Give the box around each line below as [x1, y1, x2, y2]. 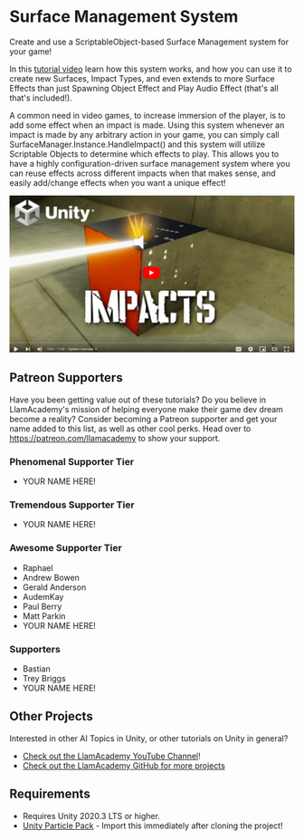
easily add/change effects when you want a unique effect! [9, 177, 226, 188]
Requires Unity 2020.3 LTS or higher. [22, 810, 161, 821]
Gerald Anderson [22, 582, 87, 593]
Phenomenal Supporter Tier [9, 455, 134, 468]
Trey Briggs [22, 673, 66, 684]
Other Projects [9, 709, 93, 724]
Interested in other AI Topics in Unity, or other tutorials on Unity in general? [9, 732, 289, 744]
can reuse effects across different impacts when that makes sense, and [9, 168, 276, 179]
